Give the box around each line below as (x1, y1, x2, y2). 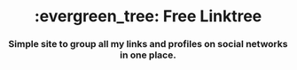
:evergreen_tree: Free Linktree (34, 6, 262, 27)
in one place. (120, 49, 176, 61)
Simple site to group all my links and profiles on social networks (8, 38, 288, 51)
